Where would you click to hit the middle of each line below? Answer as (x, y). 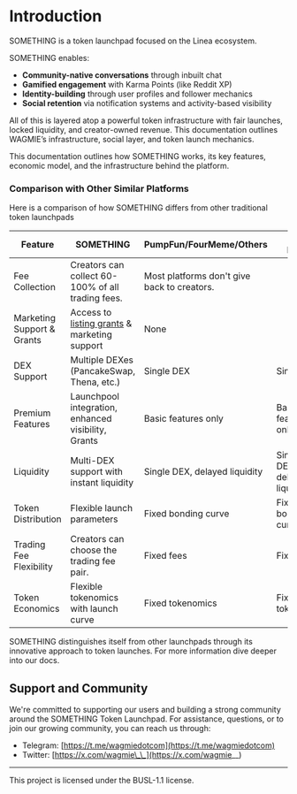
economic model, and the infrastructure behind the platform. (119, 165)
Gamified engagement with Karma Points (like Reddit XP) (127, 84)
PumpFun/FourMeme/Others (206, 245)
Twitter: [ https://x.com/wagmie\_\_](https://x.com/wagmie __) (132, 755)
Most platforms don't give (197, 276)
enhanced (91, 419)
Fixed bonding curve (187, 514)
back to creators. (179, 287)
